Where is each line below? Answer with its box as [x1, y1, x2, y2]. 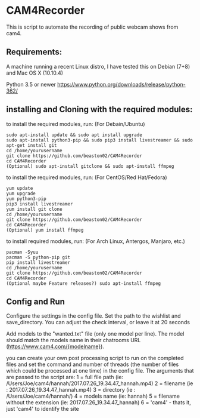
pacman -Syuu [6, 249, 39, 255]
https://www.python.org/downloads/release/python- [57, 81, 186, 88]
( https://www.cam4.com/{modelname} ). [6, 343, 104, 350]
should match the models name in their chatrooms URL [6, 337, 141, 344]
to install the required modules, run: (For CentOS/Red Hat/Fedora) [6, 174, 168, 181]
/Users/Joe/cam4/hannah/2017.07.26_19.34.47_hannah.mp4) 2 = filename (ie [6, 380, 193, 387]
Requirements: [6, 47, 62, 57]
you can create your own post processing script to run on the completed [6, 355, 184, 362]
